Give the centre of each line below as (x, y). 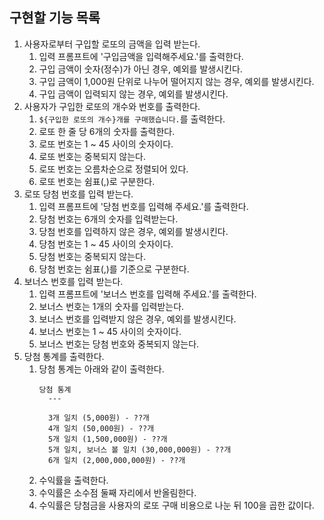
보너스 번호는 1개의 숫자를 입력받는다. (111, 306)
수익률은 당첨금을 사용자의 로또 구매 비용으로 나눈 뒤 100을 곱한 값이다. (176, 505)
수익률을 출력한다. (73, 480)
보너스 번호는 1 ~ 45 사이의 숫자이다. (110, 331)
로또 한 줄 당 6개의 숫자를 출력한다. (107, 131)
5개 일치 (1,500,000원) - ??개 (107, 439)
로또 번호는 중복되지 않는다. (92, 156)
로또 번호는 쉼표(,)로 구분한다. (97, 181)
